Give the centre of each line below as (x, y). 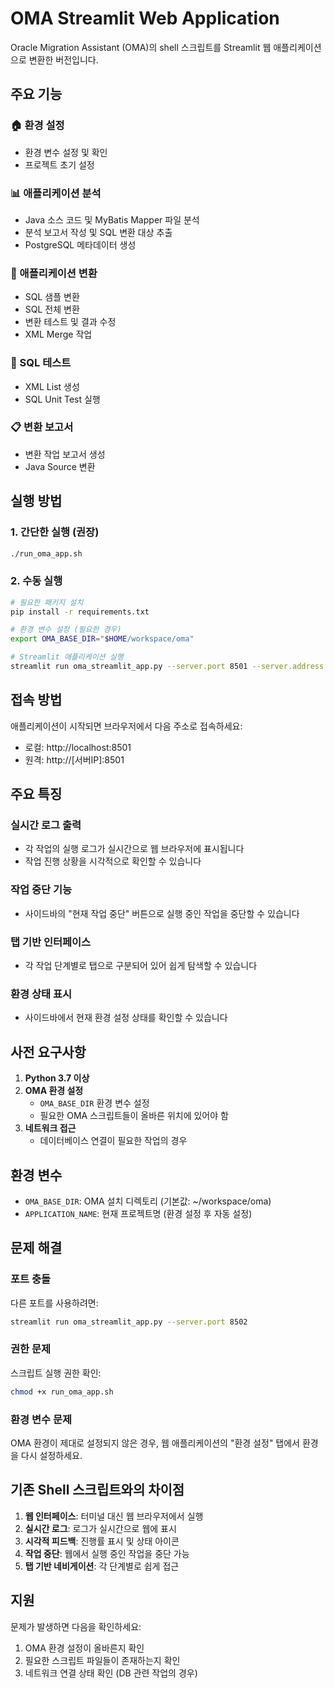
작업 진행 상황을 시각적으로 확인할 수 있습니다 (113, 861)
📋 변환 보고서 (42, 427)
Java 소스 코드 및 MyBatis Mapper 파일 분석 (112, 219)
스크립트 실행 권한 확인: (56, 1373)
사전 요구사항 (48, 1052)
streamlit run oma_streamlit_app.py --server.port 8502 (129, 1322)
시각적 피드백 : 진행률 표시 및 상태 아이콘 (102, 1541)
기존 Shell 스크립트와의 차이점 (97, 1490)
